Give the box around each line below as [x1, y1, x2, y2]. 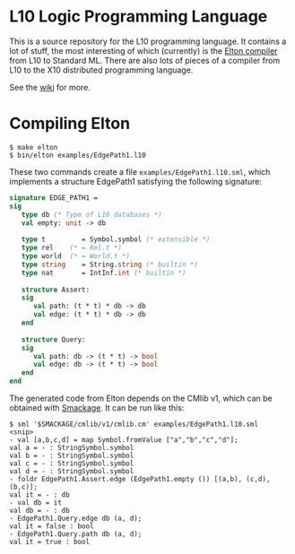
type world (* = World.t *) [21, 252, 130, 261]
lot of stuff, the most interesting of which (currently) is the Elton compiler [9, 45, 278, 56]
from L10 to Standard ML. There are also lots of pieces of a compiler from [9, 55, 281, 65]
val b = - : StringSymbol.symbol [9, 451, 134, 460]
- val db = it [9, 498, 63, 507]
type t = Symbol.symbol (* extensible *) [21, 235, 211, 244]
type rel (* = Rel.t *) [21, 244, 123, 253]
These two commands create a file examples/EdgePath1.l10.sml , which [9, 166, 271, 177]
